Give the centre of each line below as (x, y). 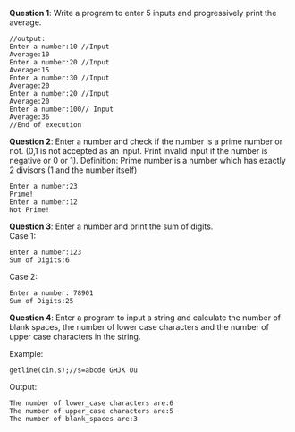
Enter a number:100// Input (62, 109)
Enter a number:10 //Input (59, 47)
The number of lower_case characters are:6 (92, 403)
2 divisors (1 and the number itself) (73, 170)
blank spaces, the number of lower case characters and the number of (139, 327)
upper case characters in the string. (75, 336)
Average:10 (29, 55)
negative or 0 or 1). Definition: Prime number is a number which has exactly (147, 161)
